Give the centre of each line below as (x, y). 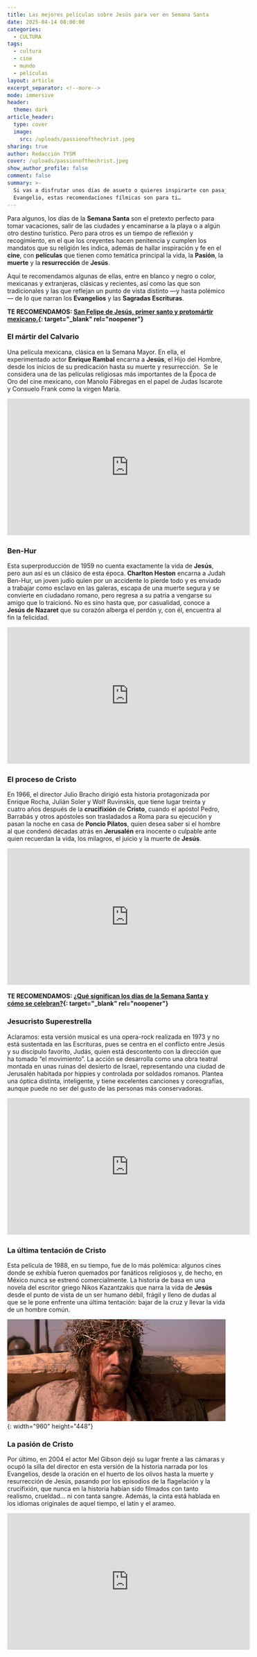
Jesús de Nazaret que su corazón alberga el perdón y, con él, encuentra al (114, 610)
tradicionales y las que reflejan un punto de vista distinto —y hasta (102, 291)
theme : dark (31, 110)
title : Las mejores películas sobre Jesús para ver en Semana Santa (108, 15)
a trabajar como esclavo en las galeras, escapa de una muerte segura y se (114, 588)
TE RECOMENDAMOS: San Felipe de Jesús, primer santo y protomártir (110, 312)
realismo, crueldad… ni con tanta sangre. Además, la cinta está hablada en (114, 1496)
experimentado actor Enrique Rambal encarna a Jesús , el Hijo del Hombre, (115, 359)
